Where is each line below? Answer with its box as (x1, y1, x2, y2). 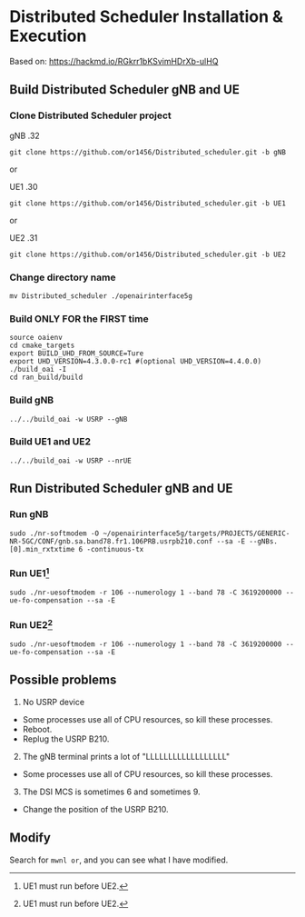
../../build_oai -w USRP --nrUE (9, 456, 132, 465)
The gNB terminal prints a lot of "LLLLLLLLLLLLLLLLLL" (22, 751, 230, 762)
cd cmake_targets (9, 341, 75, 351)
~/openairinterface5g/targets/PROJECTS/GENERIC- (103, 529, 290, 538)
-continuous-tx (86, 544, 144, 553)
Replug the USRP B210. (22, 733, 110, 744)
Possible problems (9, 673, 117, 688)
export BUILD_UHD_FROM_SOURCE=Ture (9, 349, 144, 358)
